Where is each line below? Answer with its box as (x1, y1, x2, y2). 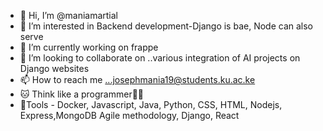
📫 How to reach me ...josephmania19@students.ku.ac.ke (19, 74, 256, 85)
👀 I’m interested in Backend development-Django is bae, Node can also (19, 20, 313, 32)
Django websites (19, 63, 90, 74)
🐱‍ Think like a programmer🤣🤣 (19, 88, 145, 100)
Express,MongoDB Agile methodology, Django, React (19, 110, 240, 121)
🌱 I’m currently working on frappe (19, 41, 159, 53)
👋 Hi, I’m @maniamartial (19, 10, 119, 21)
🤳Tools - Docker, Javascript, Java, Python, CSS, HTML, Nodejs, (19, 99, 283, 110)
